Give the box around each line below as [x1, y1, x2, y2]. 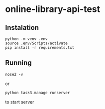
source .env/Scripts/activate [5, 41, 68, 46]
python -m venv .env [5, 36, 48, 41]
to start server [5, 99, 34, 105]
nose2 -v [5, 72, 23, 77]
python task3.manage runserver [5, 90, 70, 95]
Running [5, 59, 32, 67]
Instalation [5, 23, 39, 32]
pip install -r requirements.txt [5, 45, 75, 50]
